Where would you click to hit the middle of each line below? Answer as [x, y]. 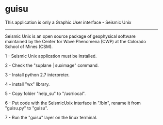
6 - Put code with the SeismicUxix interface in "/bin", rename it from [73, 103]
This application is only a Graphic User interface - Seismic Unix [68, 22]
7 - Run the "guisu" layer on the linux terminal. [51, 117]
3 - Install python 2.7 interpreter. [37, 75]
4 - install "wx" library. [27, 84]
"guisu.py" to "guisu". [27, 108]
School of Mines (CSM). [29, 47]
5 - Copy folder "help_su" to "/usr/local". [45, 94]
